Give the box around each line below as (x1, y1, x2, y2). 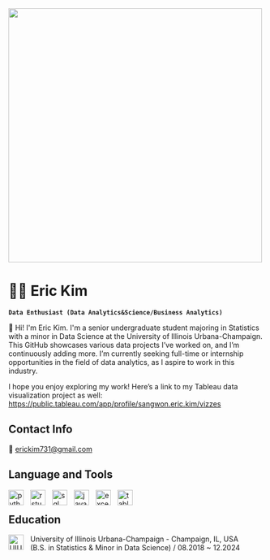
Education (8, 512, 62, 527)
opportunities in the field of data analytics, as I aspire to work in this (8, 357, 235, 367)
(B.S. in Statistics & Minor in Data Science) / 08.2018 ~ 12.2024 (30, 543, 241, 553)
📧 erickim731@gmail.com (8, 444, 93, 454)
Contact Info (8, 423, 73, 436)
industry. (8, 366, 38, 376)
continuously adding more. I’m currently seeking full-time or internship (8, 349, 244, 358)
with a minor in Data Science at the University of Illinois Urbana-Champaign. (8, 331, 264, 341)
